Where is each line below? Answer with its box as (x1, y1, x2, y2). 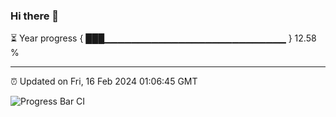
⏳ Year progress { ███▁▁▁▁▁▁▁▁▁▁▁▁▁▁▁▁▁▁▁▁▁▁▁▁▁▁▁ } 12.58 (10, 32, 317, 44)
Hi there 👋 (10, 9, 60, 23)
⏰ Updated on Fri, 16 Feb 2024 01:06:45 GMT (10, 75, 198, 88)
